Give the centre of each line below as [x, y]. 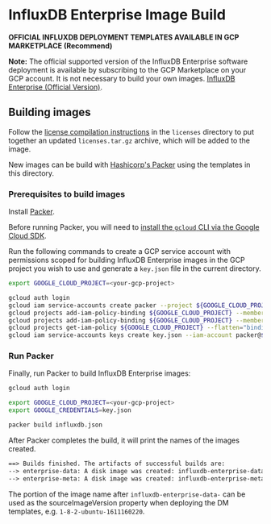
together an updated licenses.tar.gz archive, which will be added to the [129, 140]
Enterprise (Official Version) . [56, 87]
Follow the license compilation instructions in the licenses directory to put [131, 131]
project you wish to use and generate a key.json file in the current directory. [135, 268]
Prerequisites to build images [67, 193]
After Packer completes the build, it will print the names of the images [124, 440]
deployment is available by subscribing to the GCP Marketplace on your [127, 69]
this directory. [31, 173]
